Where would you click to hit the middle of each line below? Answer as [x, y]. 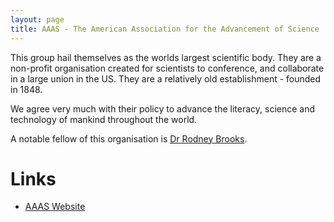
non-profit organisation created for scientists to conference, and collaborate [167, 68]
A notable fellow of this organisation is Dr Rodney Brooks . [129, 138]
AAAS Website [55, 207]
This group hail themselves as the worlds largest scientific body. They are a [166, 57]
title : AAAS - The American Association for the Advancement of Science [165, 29]
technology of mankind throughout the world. [104, 119]
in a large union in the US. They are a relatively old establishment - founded [166, 78]
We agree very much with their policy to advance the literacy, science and [163, 108]
